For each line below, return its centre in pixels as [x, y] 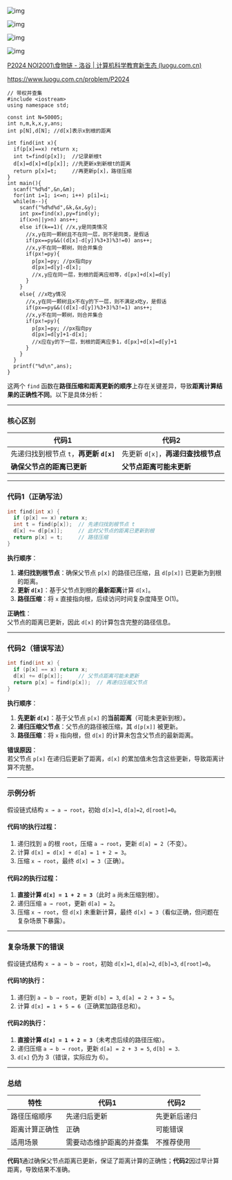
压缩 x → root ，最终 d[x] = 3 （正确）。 [72, 861]
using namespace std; [38, 105]
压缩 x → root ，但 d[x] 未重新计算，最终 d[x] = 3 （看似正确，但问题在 [118, 912]
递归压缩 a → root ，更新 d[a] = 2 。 [68, 903]
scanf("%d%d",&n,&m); [45, 189]
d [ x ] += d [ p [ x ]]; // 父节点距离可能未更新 [76, 676]
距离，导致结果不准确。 [40, 1170]
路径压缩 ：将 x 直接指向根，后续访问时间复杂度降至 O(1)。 [100, 598]
